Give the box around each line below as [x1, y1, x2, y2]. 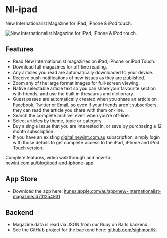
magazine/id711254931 [12, 193, 61, 199]
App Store [5, 175, 38, 183]
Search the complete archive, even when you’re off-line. [12, 112, 130, 118]
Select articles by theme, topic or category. [12, 118, 103, 124]
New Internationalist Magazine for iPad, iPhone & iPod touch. [5, 20, 132, 26]
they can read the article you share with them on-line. [12, 107, 125, 113]
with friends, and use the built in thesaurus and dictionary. [12, 90, 134, 97]
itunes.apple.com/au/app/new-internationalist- [64, 188, 161, 194]
